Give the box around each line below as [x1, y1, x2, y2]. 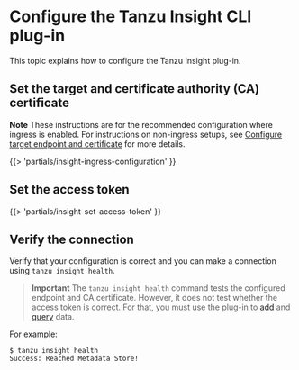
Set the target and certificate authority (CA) [9, 81, 259, 96]
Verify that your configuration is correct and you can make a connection [9, 256, 276, 266]
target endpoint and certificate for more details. [9, 138, 186, 149]
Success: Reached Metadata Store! [9, 354, 140, 364]
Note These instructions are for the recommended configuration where [9, 119, 273, 130]
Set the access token [9, 182, 130, 197]
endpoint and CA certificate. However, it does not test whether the [31, 293, 277, 303]
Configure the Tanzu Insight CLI [9, 6, 252, 27]
